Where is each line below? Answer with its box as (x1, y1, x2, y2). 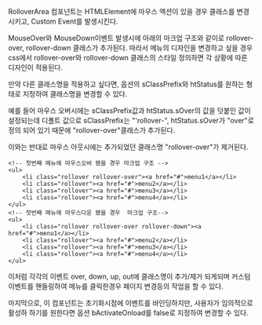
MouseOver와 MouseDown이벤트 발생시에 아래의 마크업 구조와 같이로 (8, 34, 225, 42)
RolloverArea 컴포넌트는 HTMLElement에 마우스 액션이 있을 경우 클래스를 (8, 7, 235, 16)
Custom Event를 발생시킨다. (31, 16, 118, 26)
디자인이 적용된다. (8, 63, 64, 72)
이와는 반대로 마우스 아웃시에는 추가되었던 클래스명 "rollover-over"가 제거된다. (8, 142, 249, 152)
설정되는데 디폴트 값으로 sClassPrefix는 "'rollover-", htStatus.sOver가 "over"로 (8, 116, 255, 125)
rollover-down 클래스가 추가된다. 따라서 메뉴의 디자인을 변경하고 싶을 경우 (26, 43, 253, 53)
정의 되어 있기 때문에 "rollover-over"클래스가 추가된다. (8, 126, 176, 135)
